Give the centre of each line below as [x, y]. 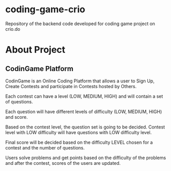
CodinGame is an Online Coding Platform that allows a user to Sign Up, [80, 81]
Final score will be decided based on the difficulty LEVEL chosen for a [79, 142]
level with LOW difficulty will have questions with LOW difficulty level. [79, 132]
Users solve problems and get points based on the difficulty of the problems [86, 158]
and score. [17, 117]
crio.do [13, 29]
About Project [35, 50]
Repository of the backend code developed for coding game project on [80, 24]
